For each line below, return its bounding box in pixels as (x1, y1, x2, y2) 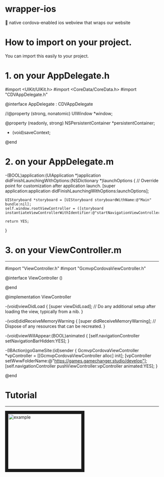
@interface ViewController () (5, 275, 62, 281)
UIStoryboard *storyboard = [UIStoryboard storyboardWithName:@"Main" (5, 197, 152, 202)
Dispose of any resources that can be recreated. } (5, 323, 106, 329)
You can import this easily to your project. (5, 53, 89, 59)
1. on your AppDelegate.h (5, 70, 110, 81)
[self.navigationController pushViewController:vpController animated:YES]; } (5, 363, 158, 369)
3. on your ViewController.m (5, 244, 122, 256)
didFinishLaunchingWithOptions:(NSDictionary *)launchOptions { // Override (5, 177, 159, 183)
